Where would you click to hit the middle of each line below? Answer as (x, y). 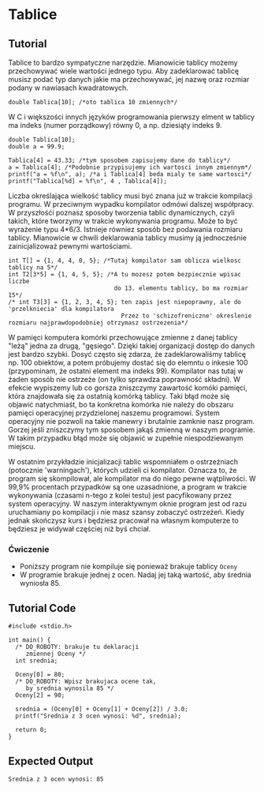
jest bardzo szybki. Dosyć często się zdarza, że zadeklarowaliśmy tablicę (127, 354)
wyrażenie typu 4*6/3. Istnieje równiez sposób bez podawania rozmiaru (125, 229)
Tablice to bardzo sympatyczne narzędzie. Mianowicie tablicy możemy (123, 62)
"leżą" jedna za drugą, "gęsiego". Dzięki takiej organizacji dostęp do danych (132, 346)
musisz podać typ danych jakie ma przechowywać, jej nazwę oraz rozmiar (129, 79)
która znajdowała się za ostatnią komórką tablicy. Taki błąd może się (119, 396)
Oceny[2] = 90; (40, 695)
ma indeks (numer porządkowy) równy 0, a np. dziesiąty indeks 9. (115, 125)
